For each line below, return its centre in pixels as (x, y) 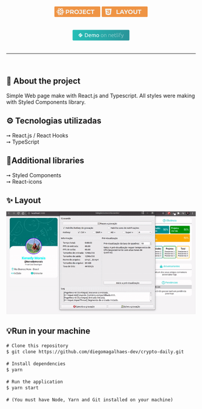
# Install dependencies (36, 364)
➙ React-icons (24, 181)
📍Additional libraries (45, 161)
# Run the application (35, 382)
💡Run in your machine (48, 331)
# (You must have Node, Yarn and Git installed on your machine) (90, 400)
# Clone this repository (37, 346)
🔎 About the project (43, 81)
